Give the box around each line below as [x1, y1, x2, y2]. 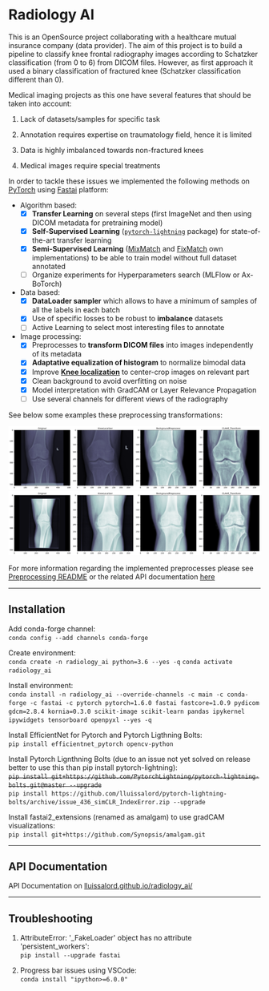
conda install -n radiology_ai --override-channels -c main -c [8, 691, 224, 699]
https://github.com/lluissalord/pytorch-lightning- [50, 789, 227, 798]
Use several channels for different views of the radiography [31, 394, 228, 404]
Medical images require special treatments [19, 160, 161, 170]
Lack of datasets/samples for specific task [19, 114, 161, 123]
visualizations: [8, 820, 56, 830]
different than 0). [8, 75, 64, 84]
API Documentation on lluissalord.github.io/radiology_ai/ [8, 881, 193, 891]
